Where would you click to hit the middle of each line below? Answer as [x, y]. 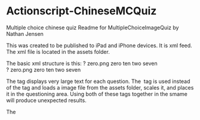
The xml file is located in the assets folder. [58, 51]
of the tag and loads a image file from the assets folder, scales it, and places [100, 87]
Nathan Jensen [25, 33]
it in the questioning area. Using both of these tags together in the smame [97, 94]
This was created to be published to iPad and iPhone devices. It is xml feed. [99, 45]
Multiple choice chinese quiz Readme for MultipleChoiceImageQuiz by [93, 27]
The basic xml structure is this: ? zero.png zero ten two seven [82, 63]
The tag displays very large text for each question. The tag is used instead [98, 81]
